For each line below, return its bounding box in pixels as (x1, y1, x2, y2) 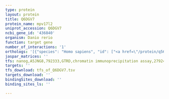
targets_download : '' (5, 72, 51, 77)
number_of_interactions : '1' (5, 44, 66, 49)
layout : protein (5, 12, 39, 17)
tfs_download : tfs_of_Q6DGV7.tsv (5, 68, 75, 73)
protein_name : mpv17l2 (5, 21, 53, 26)
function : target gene (5, 40, 53, 45)
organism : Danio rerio (5, 35, 53, 40)
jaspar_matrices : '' (5, 53, 49, 59)
